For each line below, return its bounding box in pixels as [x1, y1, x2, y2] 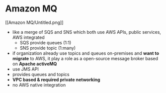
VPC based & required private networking [12, 77, 100, 83]
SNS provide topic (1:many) [19, 45, 76, 51]
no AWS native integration [12, 82, 66, 88]
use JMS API [12, 66, 39, 72]
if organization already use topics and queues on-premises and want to [12, 50, 160, 56]
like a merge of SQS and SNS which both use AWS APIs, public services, [12, 29, 162, 35]
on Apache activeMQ [12, 61, 57, 67]
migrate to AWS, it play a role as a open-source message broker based [12, 55, 158, 61]
